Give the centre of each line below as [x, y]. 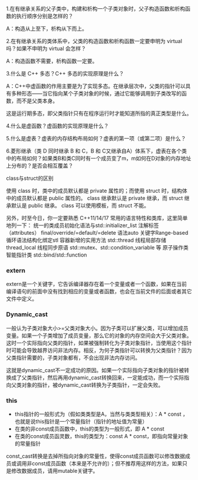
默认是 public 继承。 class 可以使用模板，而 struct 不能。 [80, 206]
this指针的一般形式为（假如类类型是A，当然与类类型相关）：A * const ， [101, 414]
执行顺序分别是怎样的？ [45, 16]
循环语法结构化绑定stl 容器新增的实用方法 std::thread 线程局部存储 [86, 240]
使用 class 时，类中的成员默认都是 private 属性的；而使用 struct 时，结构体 [97, 191]
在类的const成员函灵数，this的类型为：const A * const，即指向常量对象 [101, 436]
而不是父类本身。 [37, 101]
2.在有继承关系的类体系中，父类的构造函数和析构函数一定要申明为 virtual [94, 41]
